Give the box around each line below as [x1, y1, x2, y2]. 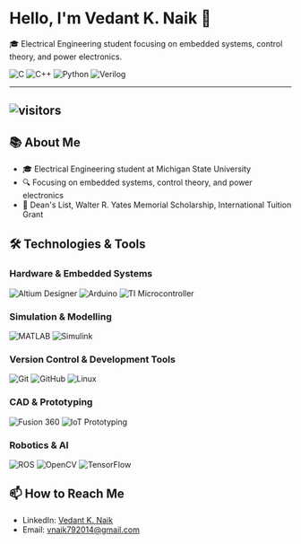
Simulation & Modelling [9, 310, 112, 322]
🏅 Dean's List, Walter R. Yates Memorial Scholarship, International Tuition [21, 199, 292, 210]
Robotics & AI [9, 439, 69, 452]
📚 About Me [9, 135, 81, 150]
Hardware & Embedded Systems [9, 268, 153, 280]
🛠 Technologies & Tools [9, 236, 146, 251]
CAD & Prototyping [9, 396, 93, 408]
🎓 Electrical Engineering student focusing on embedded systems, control [9, 38, 283, 48]
